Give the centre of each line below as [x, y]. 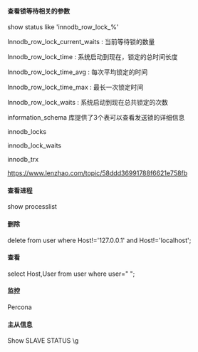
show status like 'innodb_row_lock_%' [63, 27]
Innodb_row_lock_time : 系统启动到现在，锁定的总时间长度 [93, 57]
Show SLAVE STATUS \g [43, 341]
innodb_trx [23, 160]
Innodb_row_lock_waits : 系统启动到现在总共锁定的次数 [88, 103]
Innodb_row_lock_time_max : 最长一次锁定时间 [75, 87]
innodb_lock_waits [35, 145]
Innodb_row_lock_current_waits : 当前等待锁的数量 [81, 42]
